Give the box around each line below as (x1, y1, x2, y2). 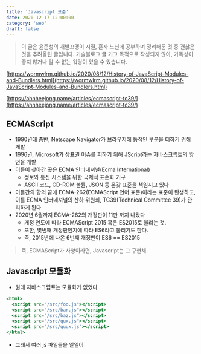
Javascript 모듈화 (6, 266, 71, 277)
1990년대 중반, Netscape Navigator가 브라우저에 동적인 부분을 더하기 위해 (14, 136, 191, 143)
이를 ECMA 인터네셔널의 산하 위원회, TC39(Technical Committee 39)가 (14, 196, 186, 203)
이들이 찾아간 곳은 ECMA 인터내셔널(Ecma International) (14, 166, 150, 173)
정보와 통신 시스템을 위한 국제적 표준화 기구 (24, 174, 126, 181)
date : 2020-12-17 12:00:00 (6, 15, 74, 21)
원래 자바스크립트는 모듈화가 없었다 (14, 283, 98, 290)
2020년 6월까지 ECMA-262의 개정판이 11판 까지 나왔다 (14, 211, 145, 218)
